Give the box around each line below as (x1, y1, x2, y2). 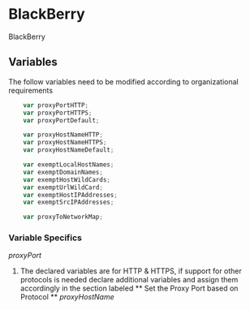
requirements (8, 85, 54, 95)
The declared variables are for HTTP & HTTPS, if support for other (19, 266, 242, 276)
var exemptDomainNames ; (23, 168, 104, 176)
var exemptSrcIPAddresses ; (23, 198, 114, 207)
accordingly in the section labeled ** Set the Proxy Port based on (19, 283, 239, 293)
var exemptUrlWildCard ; (23, 183, 104, 192)
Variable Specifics (8, 232, 83, 243)
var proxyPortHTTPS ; (23, 109, 93, 117)
